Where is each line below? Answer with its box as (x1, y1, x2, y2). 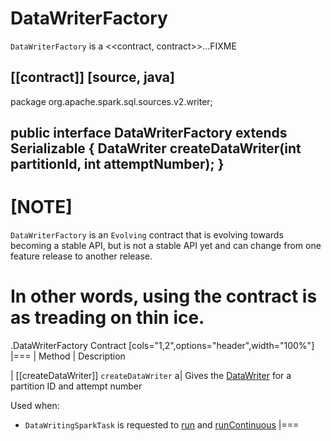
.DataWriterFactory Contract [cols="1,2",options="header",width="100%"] (10, 340, 315, 352)
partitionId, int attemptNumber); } (10, 156, 225, 173)
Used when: (10, 400, 60, 412)
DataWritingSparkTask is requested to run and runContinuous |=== (24, 419, 300, 431)
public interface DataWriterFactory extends (10, 125, 288, 142)
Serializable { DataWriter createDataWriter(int (10, 140, 302, 157)
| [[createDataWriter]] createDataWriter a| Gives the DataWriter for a (10, 370, 292, 382)
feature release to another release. (10, 250, 153, 262)
